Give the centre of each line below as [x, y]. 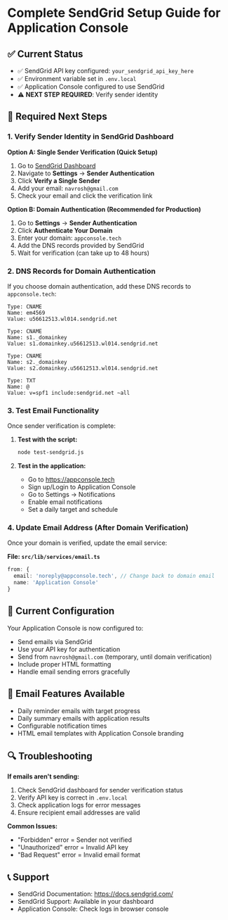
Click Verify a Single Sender [59, 180]
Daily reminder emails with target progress [79, 711]
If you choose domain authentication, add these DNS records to [99, 286]
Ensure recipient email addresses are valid [79, 813]
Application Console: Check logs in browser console [93, 909]
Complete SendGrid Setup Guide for [114, 13]
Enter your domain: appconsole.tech [69, 238]
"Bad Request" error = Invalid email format [79, 855]
